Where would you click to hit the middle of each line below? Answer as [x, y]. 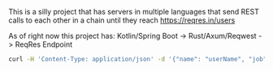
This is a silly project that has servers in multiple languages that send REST [134, 12]
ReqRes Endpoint [44, 44]
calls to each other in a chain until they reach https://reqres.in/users [122, 20]
